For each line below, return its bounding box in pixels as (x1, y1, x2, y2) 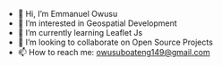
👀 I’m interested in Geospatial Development (17, 18, 177, 29)
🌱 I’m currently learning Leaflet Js (17, 28, 143, 37)
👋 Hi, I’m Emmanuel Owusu (17, 9, 118, 19)
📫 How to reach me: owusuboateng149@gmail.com (17, 47, 210, 57)
